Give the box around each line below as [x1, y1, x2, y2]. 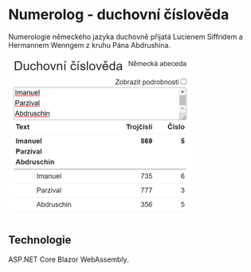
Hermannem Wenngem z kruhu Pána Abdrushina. [8, 40, 171, 49]
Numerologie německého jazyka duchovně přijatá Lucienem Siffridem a [8, 32, 243, 41]
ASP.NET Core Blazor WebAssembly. [8, 255, 129, 264]
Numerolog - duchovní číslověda [8, 6, 229, 24]
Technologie [8, 233, 72, 247]
